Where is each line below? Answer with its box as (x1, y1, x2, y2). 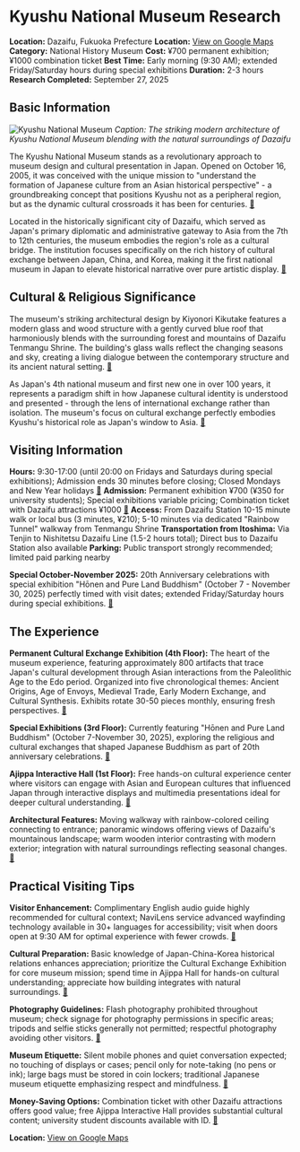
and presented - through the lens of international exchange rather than (9, 397, 270, 408)
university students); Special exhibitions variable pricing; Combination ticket (9, 495, 289, 506)
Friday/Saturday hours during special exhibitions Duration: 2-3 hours (9, 65, 264, 75)
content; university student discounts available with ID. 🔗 (9, 1115, 219, 1125)
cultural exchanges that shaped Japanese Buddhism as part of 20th (9, 742, 260, 753)
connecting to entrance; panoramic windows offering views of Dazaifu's (9, 824, 276, 835)
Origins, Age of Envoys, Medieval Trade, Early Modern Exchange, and (9, 686, 267, 697)
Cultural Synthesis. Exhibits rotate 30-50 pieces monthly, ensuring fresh (9, 695, 276, 706)
